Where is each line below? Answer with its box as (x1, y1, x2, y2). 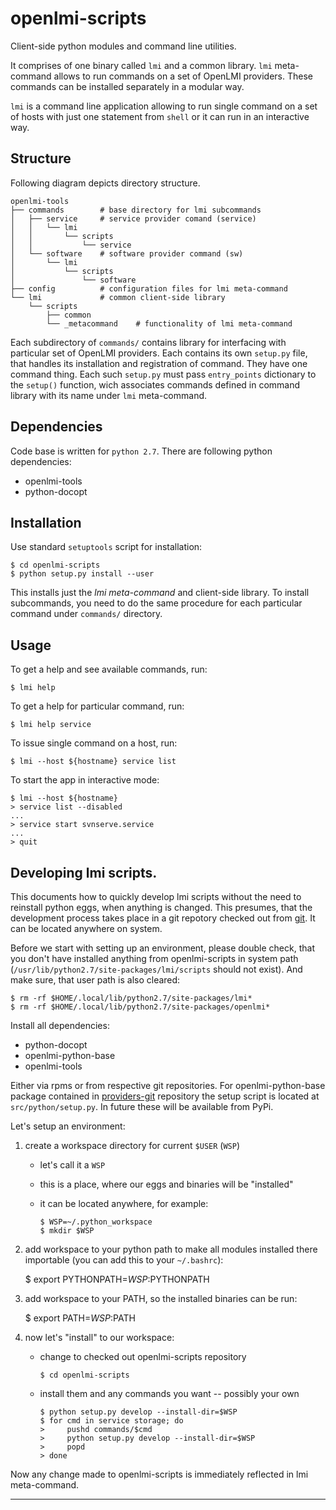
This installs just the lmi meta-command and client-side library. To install (10, 587, 310, 599)
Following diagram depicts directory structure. (10, 177, 201, 189)
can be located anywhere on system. (10, 923, 163, 934)
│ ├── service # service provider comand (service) (10, 213, 257, 224)
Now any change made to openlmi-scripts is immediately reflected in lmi (10, 1468, 309, 1480)
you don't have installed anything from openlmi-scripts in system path (10, 953, 299, 964)
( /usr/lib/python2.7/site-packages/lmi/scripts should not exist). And (10, 963, 303, 975)
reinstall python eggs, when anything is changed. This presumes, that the (10, 902, 313, 913)
